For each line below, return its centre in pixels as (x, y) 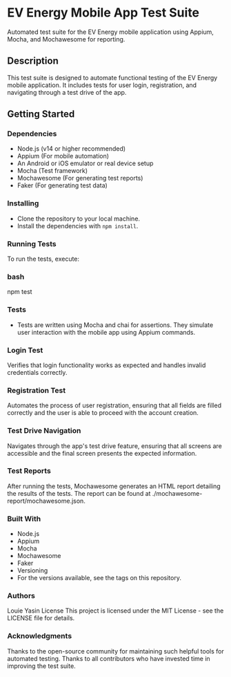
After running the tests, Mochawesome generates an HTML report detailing (114, 486)
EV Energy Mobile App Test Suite (103, 13)
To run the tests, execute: (43, 259)
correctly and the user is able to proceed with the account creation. (103, 413)
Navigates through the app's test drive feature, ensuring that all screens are (114, 446)
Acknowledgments (40, 636)
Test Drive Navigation (44, 431)
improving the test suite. (41, 666)
